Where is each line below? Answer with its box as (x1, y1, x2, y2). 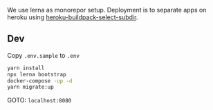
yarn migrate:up (7, 84, 54, 91)
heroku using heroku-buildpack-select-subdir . (7, 13, 138, 21)
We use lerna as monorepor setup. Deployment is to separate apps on (7, 6, 207, 14)
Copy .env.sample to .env (7, 51, 80, 59)
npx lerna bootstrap (7, 71, 67, 78)
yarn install (7, 65, 45, 71)
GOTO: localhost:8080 (7, 96, 72, 104)
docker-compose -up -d (7, 77, 73, 85)
